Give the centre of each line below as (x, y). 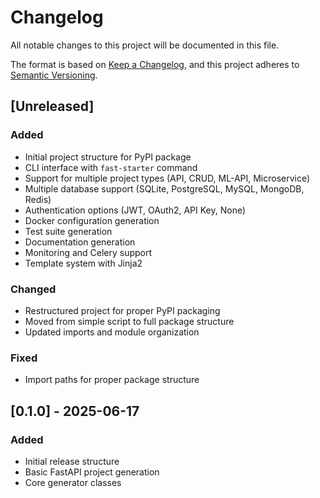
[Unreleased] (52, 106)
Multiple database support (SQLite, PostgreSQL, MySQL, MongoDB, (164, 188)
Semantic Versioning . (54, 75)
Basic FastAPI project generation (92, 472)
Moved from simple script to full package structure (129, 321)
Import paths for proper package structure (112, 380)
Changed (33, 289)
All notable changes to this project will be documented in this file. (145, 45)
